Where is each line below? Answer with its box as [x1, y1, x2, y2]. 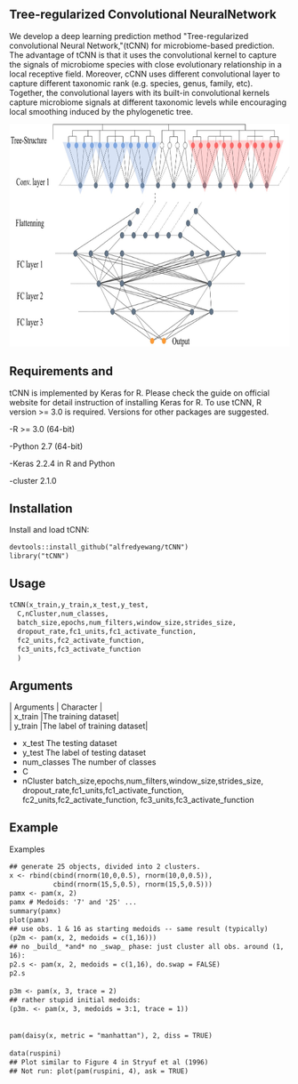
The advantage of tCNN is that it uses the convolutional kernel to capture [9, 49, 278, 60]
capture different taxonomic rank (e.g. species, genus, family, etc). [9, 77, 254, 88]
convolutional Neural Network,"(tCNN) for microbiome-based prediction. [9, 40, 275, 51]
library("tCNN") [9, 551, 69, 561]
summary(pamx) [9, 906, 62, 915]
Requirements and [9, 364, 114, 379]
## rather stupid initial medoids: [9, 995, 141, 1004]
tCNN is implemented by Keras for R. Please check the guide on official [9, 387, 270, 398]
